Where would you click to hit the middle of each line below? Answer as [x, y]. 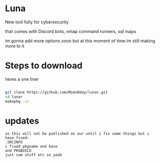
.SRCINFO [14, 142]
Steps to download [44, 66]
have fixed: [17, 138]
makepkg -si [17, 101]
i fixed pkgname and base [31, 146]
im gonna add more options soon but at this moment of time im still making [80, 41]
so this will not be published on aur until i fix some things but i [77, 134]
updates [22, 121]
